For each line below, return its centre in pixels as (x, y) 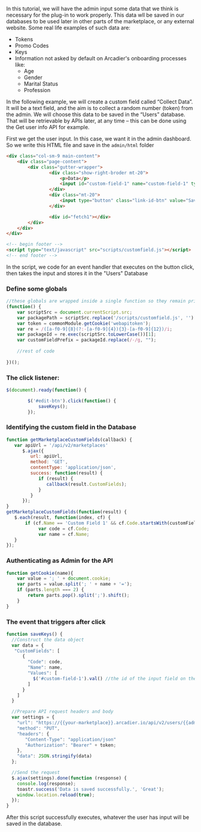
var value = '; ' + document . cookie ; (64, 579)
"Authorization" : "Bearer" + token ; (71, 745)
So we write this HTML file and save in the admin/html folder (80, 145)
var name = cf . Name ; (64, 534)
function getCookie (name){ (40, 573)
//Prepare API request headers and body (63, 712)
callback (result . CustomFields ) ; (87, 484)
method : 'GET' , (49, 462)
